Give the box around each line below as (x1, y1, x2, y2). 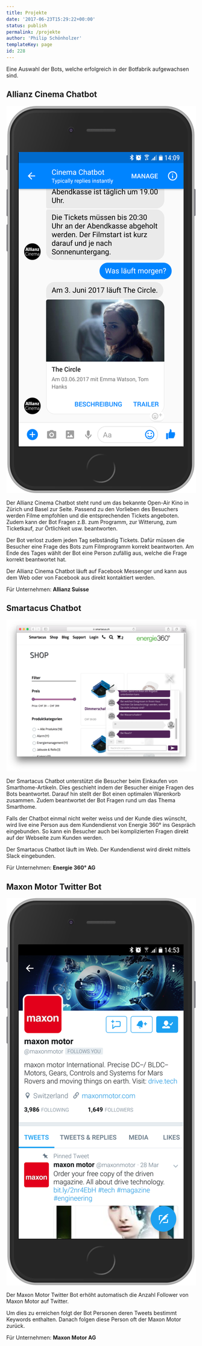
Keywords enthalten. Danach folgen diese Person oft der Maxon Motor (6, 1316, 181, 1323)
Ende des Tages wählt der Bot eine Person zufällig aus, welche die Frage (6, 549, 188, 557)
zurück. (6, 1322, 25, 1329)
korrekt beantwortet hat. (6, 555, 67, 563)
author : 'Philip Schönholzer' (6, 35, 83, 42)
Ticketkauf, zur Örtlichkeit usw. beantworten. (6, 524, 118, 532)
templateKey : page (6, 42, 52, 48)
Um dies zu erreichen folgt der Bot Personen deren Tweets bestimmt (6, 1309, 177, 1316)
